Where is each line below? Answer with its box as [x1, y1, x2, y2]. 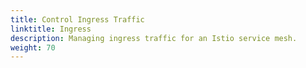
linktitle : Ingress [10, 24, 92, 34]
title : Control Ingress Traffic [10, 14, 145, 25]
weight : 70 [10, 42, 56, 53]
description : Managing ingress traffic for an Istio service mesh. [10, 33, 298, 43]
